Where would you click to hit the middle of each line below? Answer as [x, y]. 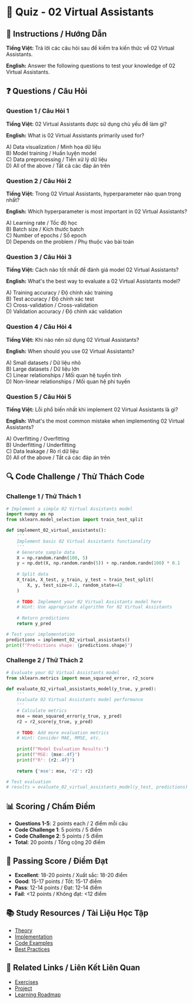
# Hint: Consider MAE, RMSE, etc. [59, 738]
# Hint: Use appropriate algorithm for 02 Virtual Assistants [94, 607]
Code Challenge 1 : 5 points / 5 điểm [58, 830]
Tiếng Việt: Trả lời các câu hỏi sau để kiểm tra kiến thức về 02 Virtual [90, 48]
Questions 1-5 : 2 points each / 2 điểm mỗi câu [71, 823]
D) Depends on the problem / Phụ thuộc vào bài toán [70, 241]
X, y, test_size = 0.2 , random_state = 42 [75, 585]
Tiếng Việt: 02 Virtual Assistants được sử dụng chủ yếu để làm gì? [86, 124]
